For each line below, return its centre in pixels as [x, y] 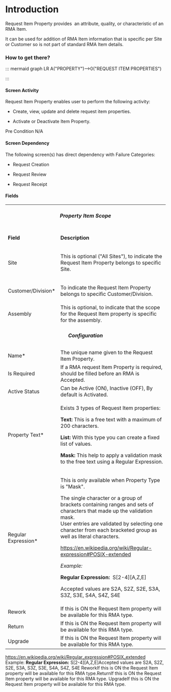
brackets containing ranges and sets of [107, 504]
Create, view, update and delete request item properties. [72, 111]
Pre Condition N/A [24, 131]
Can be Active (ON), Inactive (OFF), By [107, 388]
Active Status [24, 391]
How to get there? [28, 57]
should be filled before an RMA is [100, 374]
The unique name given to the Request [106, 353]
